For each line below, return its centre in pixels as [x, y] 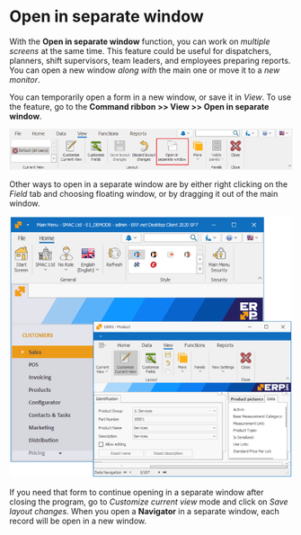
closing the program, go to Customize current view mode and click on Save [149, 502]
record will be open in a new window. [78, 521]
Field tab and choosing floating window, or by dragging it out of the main [144, 194]
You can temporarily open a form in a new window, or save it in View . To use [150, 97]
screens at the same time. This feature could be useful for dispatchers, [141, 50]
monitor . [25, 79]
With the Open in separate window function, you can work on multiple [140, 41]
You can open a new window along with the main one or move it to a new [145, 70]
